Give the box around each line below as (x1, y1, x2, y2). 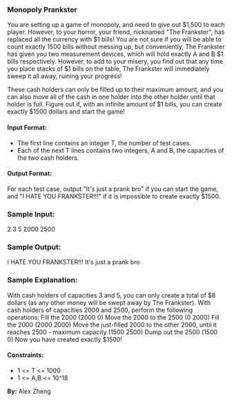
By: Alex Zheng (7, 387, 51, 395)
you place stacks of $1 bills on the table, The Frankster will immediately (7, 64, 210, 73)
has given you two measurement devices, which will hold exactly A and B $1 (7, 50, 224, 58)
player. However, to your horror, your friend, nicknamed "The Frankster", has (7, 28, 225, 36)
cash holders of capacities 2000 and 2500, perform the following (7, 306, 193, 314)
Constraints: (7, 351, 44, 359)
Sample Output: (7, 242, 61, 252)
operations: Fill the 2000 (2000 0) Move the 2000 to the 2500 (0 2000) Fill (7, 313, 220, 321)
